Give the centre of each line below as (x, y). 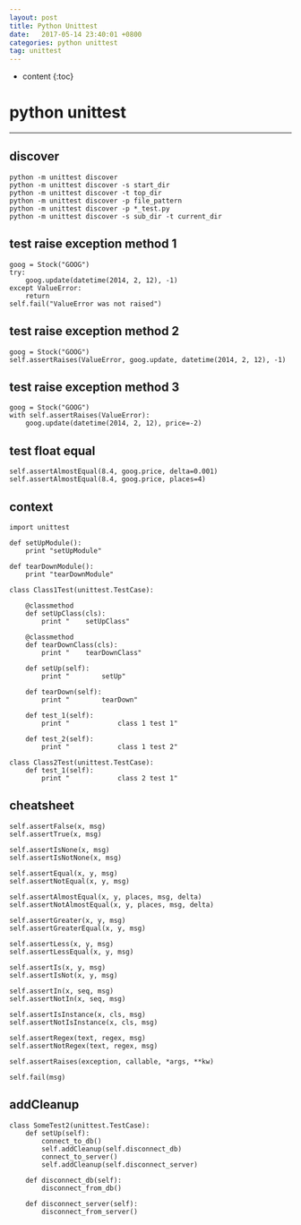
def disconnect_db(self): (74, 1180)
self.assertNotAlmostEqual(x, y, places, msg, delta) (112, 905)
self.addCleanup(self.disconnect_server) (120, 1165)
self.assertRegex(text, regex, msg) (77, 1038)
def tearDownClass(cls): (72, 645)
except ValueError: (46, 288)
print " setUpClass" (86, 621)
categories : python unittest (64, 43)
